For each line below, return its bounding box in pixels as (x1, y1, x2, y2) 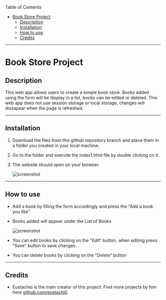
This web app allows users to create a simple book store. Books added (5, 89, 149, 95)
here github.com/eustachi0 (12, 289, 68, 296)
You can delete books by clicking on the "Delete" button (12, 252, 127, 258)
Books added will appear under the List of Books (12, 218, 112, 224)
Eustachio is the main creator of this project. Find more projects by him (12, 284, 157, 290)
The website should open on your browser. (12, 162, 100, 168)
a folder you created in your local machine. (12, 142, 100, 148)
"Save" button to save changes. (12, 242, 77, 249)
